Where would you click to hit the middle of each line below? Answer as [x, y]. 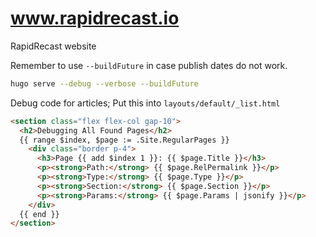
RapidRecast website [53, 46]
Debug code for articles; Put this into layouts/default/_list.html [145, 103]
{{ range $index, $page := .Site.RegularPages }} [124, 140]
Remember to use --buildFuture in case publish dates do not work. [149, 65]
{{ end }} [39, 214]
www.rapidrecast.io [95, 18]
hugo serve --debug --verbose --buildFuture [104, 83]
